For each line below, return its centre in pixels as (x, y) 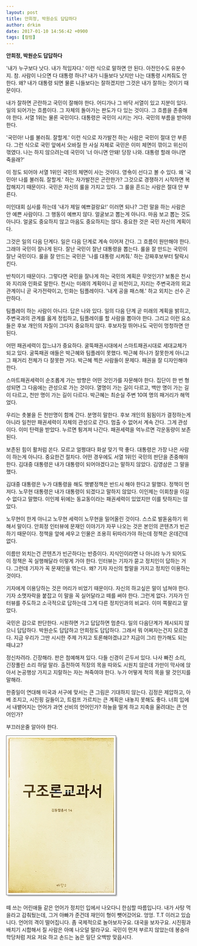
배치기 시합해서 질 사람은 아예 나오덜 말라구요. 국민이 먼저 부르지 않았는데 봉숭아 (98, 930)
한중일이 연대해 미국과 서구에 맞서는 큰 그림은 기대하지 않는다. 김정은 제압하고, (96, 692)
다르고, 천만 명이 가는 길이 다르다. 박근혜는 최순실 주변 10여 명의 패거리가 (96, 395)
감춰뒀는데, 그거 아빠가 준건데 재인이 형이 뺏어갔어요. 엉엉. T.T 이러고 (101, 915)
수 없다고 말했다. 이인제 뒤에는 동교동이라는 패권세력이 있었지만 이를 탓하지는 (94, 499)
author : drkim (24, 25)
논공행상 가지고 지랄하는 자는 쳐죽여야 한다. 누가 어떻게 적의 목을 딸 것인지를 (104, 672)
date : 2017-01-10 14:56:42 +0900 (47, 31)
